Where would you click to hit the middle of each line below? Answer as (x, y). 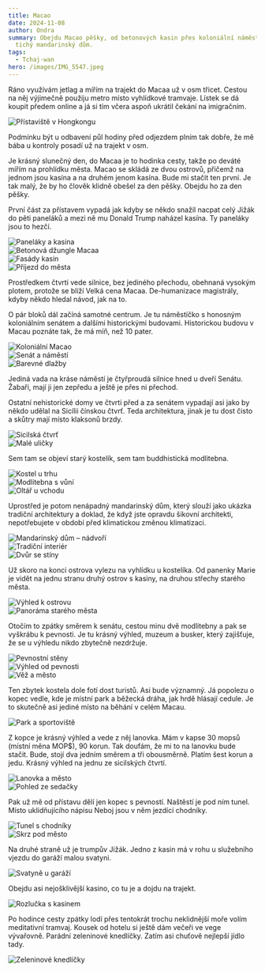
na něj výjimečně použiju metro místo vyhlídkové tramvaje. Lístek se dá (123, 98)
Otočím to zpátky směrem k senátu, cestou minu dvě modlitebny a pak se (127, 626)
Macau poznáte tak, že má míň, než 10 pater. (81, 331)
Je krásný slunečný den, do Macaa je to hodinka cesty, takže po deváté (125, 161)
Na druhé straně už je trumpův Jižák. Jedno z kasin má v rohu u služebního (131, 849)
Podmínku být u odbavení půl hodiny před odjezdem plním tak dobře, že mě (131, 137)
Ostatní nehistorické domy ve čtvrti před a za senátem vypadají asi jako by (129, 402)
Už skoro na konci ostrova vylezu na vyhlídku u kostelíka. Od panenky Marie (132, 569)
